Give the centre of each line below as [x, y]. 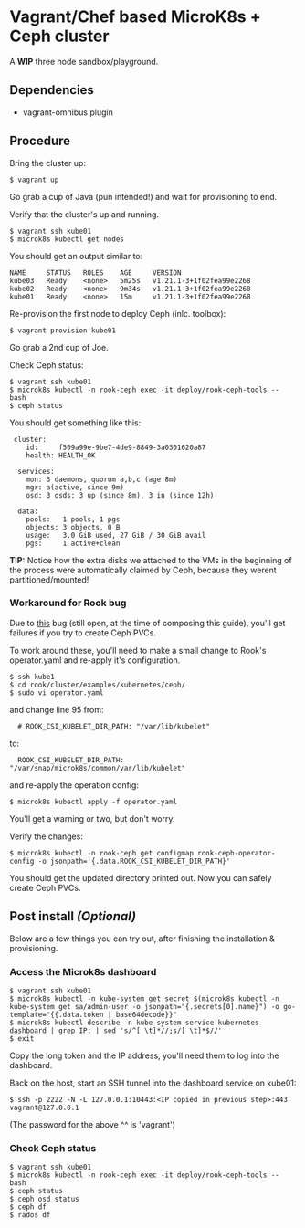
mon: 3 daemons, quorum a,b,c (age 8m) [102, 479]
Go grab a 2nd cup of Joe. [59, 347]
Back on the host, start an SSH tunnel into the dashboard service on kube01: [153, 1083]
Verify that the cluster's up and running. [84, 214]
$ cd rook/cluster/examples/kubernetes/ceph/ [97, 685]
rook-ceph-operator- [237, 853]
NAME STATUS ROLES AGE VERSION [95, 273]
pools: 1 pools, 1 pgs [73, 519]
